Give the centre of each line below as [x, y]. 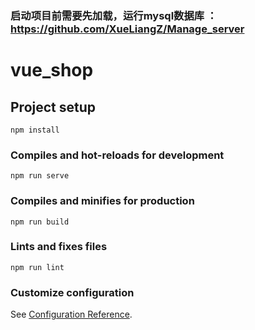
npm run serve [40, 176]
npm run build [40, 222]
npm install [35, 130]
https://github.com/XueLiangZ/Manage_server [127, 29]
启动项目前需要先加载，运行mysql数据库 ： [114, 15]
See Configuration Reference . [71, 314]
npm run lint [37, 267]
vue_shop [52, 70]
